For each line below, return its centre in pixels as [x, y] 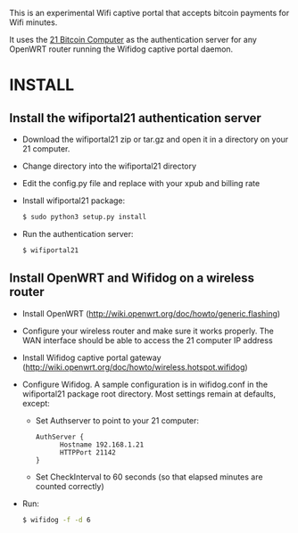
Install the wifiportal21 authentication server [135, 118]
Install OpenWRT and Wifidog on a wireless [132, 279]
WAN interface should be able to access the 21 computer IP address [148, 340]
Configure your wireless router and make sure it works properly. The [148, 331]
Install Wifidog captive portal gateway [92, 357]
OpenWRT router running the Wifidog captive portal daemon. [121, 49]
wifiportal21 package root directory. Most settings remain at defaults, [149, 394]
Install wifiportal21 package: [74, 201]
